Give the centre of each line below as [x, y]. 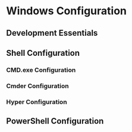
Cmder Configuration [38, 86]
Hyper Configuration [37, 102]
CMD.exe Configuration [41, 70]
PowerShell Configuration [55, 121]
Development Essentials [52, 33]
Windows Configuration [66, 11]
